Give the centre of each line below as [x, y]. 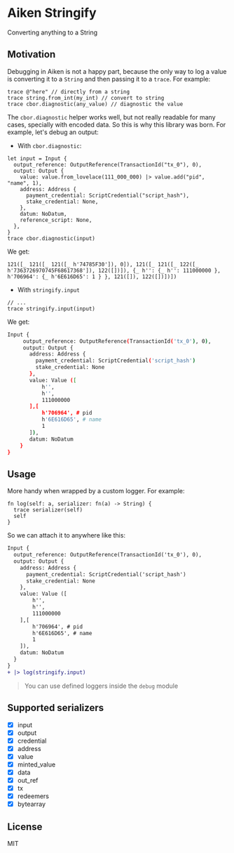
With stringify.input [49, 289]
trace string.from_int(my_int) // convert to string [86, 98]
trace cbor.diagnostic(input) [51, 238]
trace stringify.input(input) [51, 308]
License [25, 827]
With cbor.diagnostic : [49, 145]
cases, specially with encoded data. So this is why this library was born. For [117, 124]
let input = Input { [37, 158]
